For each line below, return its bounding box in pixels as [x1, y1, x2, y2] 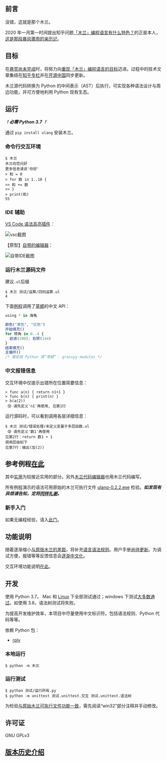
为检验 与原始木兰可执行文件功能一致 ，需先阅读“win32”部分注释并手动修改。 [5, 703, 161, 709]
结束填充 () [5, 345, 25, 350]
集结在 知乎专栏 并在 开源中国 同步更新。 [9, 72, 88, 78]
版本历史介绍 [5, 748, 45, 757]
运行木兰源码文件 [5, 266, 46, 273]
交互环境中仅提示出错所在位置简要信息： [5, 380, 88, 385]
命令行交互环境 [5, 143, 41, 150]
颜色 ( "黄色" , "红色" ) [5, 322, 46, 327]
